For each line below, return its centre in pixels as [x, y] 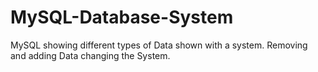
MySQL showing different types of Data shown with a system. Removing [159, 45]
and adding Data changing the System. [90, 55]
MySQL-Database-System [122, 17]
